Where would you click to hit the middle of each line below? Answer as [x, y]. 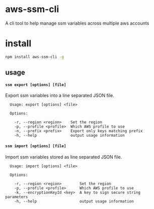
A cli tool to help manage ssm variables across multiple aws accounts [77, 23]
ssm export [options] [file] [36, 85]
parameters [17, 197]
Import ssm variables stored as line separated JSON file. [64, 157]
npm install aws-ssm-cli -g [35, 57]
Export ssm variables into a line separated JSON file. [60, 95]
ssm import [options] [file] [36, 146]
